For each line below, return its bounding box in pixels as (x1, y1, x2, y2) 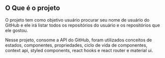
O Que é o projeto (5, 4, 61, 12)
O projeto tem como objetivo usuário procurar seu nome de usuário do (5, 17, 150, 23)
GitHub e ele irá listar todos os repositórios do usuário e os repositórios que (5, 22, 160, 28)
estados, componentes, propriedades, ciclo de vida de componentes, (5, 42, 148, 48)
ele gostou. (5, 27, 28, 33)
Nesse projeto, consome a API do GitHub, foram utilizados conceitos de (5, 37, 152, 43)
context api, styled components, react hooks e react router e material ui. (5, 47, 153, 53)
